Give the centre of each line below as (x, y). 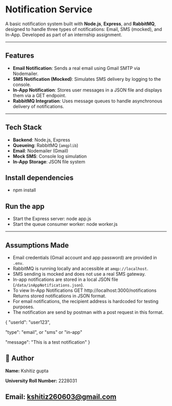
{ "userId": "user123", (28, 322)
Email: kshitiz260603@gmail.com (61, 397)
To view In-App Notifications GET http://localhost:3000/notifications (85, 290)
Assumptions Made (37, 245)
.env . (18, 263)
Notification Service (49, 10)
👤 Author (20, 358)
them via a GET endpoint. (39, 95)
